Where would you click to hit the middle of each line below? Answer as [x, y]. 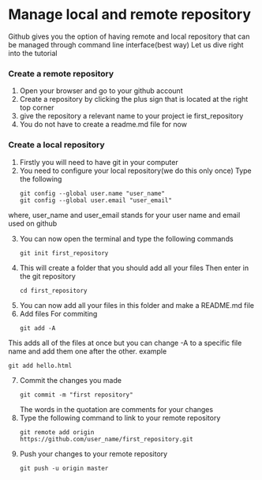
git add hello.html [40, 366]
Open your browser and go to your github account [101, 91]
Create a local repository [56, 145]
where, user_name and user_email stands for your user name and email [124, 215]
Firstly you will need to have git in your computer [99, 162]
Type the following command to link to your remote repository [120, 418]
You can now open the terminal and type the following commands [127, 238]
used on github [33, 223]
